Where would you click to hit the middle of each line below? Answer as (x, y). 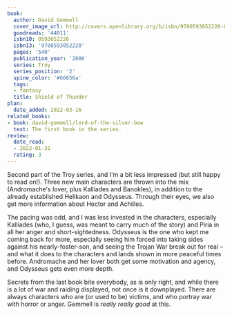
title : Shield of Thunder (51, 97)
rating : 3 (27, 155)
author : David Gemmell (46, 20)
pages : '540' (32, 52)
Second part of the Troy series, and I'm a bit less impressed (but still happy (114, 174)
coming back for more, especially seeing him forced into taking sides (105, 239)
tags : (21, 84)
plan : (15, 104)
